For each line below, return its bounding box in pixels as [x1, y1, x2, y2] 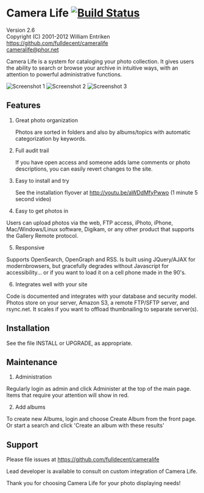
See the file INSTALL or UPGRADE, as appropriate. [6, 339, 133, 347]
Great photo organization [15, 116, 78, 124]
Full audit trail [15, 147, 49, 154]
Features [6, 100, 41, 111]
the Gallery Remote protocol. [6, 232, 79, 239]
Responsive [15, 243, 44, 251]
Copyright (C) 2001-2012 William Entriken [6, 32, 111, 40]
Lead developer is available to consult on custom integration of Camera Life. [6, 468, 198, 475]
